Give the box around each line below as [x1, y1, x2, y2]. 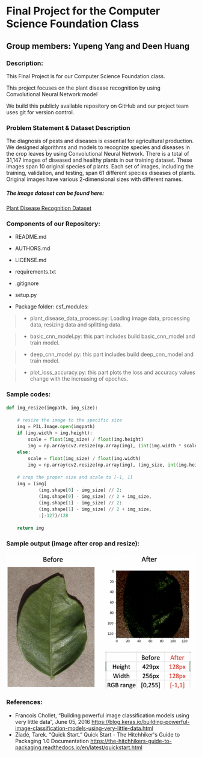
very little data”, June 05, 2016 [14, 718, 90, 725]
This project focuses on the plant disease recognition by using [6, 84, 161, 91]
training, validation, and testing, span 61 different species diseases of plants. [6, 170, 196, 177]
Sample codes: [6, 390, 51, 399]
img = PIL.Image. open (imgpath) [17, 424, 96, 430]
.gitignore [14, 280, 39, 287]
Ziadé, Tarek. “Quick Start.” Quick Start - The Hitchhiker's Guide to [14, 731, 180, 738]
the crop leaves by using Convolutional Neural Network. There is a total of [6, 150, 189, 158]
